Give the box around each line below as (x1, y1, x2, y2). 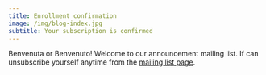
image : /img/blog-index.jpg (8, 19, 103, 27)
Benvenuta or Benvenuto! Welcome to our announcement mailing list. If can (8, 49, 259, 59)
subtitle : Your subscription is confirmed (8, 27, 153, 35)
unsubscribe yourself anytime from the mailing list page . (8, 57, 196, 67)
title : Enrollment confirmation (8, 11, 117, 20)
